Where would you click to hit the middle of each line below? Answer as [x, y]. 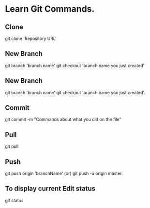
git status [14, 200]
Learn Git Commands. [50, 9]
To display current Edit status [50, 189]
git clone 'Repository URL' [31, 38]
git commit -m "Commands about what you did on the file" [63, 120]
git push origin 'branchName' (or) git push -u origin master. [64, 173]
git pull [12, 146]
